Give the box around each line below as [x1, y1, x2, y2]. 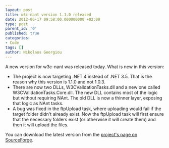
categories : [5, 36, 30, 41]
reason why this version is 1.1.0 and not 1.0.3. [12, 79, 106, 85]
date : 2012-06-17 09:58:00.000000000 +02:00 [5, 17, 100, 22]
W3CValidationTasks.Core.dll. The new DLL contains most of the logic [12, 89, 158, 95]
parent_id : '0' [5, 26, 37, 31]
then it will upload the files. [12, 122, 69, 128]
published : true [5, 31, 39, 36]
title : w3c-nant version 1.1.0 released [5, 12, 92, 17]
